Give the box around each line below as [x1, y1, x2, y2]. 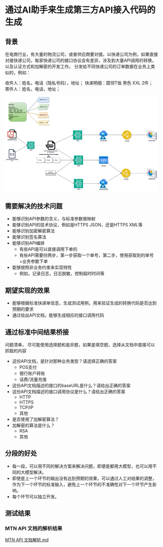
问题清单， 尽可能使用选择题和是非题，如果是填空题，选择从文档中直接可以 [5, 341, 155, 347]
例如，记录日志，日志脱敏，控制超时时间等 [19, 271, 105, 277]
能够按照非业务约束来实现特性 [12, 264, 72, 270]
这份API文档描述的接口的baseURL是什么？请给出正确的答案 [12, 382, 131, 388]
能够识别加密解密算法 [12, 228, 55, 234]
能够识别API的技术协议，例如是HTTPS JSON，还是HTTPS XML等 [12, 222, 143, 228]
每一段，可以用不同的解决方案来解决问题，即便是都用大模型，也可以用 [12, 463, 153, 469]
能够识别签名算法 [12, 234, 47, 240]
